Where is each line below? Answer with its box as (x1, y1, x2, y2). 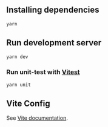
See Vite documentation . (6, 114, 68, 122)
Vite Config (6, 98, 50, 108)
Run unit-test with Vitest (6, 68, 80, 76)
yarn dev (6, 54, 29, 60)
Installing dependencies (6, 5, 100, 15)
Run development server (6, 37, 102, 48)
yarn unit (6, 82, 32, 88)
